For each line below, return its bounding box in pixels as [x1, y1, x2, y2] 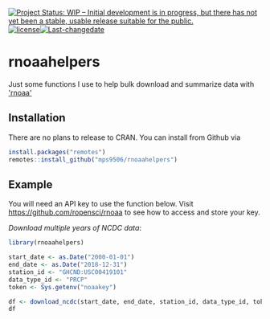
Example [8, 178, 53, 191]
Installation [8, 111, 66, 125]
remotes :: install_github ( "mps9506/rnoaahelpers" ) [8, 155, 178, 164]
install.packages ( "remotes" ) [8, 148, 106, 156]
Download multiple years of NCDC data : [8, 223, 142, 233]
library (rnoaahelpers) [8, 239, 84, 247]
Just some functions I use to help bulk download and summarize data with [8, 79, 255, 88]
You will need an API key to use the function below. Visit [8, 199, 194, 209]
